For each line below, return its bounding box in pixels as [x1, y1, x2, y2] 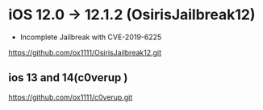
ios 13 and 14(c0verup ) [8, 71, 128, 85]
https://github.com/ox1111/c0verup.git [8, 92, 133, 102]
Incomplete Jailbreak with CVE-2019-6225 [19, 32, 162, 42]
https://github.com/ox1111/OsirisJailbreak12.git [8, 47, 162, 57]
